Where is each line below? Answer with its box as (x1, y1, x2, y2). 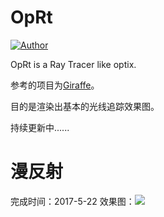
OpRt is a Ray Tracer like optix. (10, 58, 137, 70)
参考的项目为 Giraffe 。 (10, 79, 100, 91)
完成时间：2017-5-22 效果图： (10, 195, 135, 207)
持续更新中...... (10, 121, 70, 133)
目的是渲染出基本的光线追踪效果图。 (10, 100, 160, 112)
